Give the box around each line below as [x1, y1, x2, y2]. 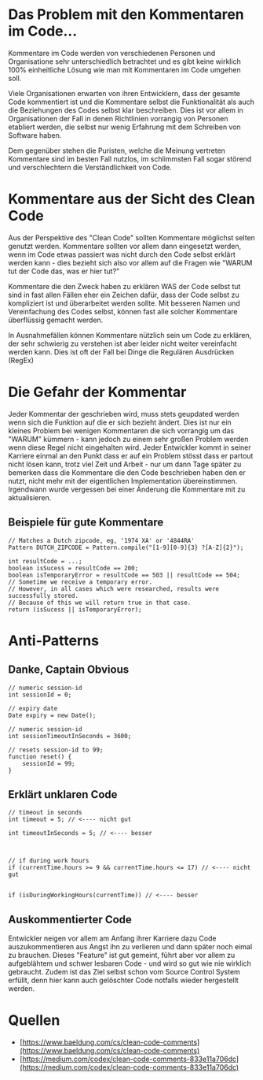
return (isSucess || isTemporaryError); [8, 605, 143, 614]
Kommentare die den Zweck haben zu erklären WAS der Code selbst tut [8, 281, 241, 291]
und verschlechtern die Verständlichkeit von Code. [8, 162, 173, 172]
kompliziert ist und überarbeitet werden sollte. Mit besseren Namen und [8, 298, 241, 308]
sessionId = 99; [22, 759, 76, 767]
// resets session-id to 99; [8, 746, 104, 754]
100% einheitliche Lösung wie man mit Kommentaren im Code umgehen [8, 65, 241, 74]
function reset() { [8, 752, 72, 761]
